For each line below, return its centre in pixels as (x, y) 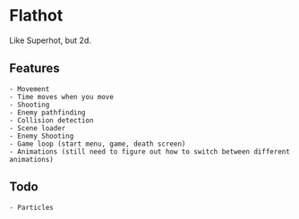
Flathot (36, 16)
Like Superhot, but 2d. (50, 40)
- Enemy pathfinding (48, 113)
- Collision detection (51, 120)
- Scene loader (38, 128)
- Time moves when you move (62, 97)
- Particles (31, 207)
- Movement (30, 89)
